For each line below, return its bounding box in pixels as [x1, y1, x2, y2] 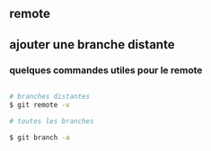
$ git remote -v [9, 100, 70, 110]
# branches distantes [9, 93, 91, 102]
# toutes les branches [9, 116, 94, 126]
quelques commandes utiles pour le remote [9, 64, 203, 76]
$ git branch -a [9, 133, 70, 142]
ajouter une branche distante [9, 37, 175, 52]
